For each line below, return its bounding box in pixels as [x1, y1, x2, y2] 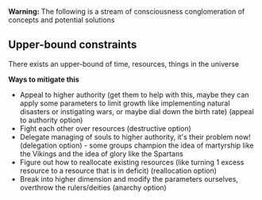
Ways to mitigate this [8, 75, 79, 84]
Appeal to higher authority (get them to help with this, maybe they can [19, 90, 249, 99]
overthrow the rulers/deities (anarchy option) [19, 183, 167, 192]
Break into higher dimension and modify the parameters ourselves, [19, 174, 238, 183]
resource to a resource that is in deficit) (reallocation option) [19, 166, 217, 175]
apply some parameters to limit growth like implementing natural [19, 98, 230, 108]
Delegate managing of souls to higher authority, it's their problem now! [19, 132, 252, 141]
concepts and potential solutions [8, 15, 115, 25]
